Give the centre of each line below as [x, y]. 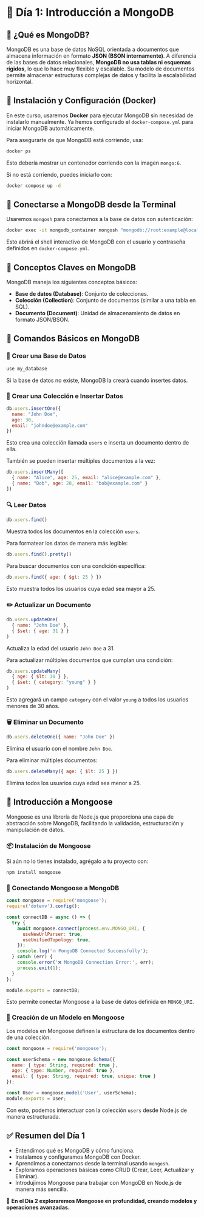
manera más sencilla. [42, 1189]
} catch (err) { [32, 957]
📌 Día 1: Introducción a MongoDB [90, 12]
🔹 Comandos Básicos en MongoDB [73, 339]
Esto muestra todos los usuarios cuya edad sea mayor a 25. [81, 588]
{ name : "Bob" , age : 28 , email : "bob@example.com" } [80, 483]
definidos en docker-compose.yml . [48, 248]
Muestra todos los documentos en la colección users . [73, 531]
